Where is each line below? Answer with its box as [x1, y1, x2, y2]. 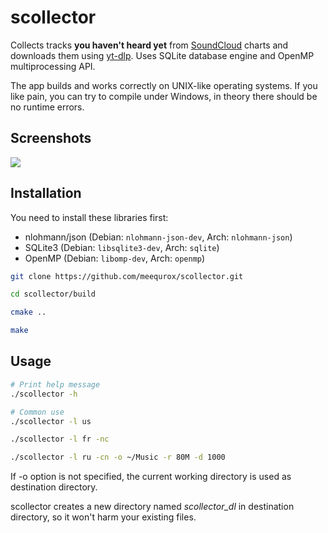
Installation [10, 185, 82, 202]
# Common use [10, 407, 65, 417]
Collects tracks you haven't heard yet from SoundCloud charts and [10, 39, 289, 51]
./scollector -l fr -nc [10, 434, 110, 445]
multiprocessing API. [10, 60, 96, 72]
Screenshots [10, 130, 92, 147]
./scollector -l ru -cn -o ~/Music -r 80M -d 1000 [10, 452, 226, 463]
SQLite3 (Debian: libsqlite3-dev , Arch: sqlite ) [24, 241, 220, 253]
